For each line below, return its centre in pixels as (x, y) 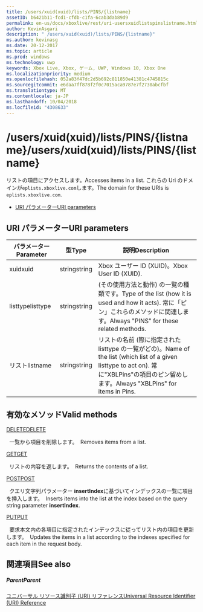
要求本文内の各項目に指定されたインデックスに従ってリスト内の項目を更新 (101, 530)
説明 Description (146, 250)
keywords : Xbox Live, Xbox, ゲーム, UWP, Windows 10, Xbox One (86, 68)
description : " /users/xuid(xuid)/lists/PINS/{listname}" (81, 34)
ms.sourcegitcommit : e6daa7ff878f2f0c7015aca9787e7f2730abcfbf (88, 85)
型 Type (76, 250)
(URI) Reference (26, 603)
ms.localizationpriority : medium (48, 74)
